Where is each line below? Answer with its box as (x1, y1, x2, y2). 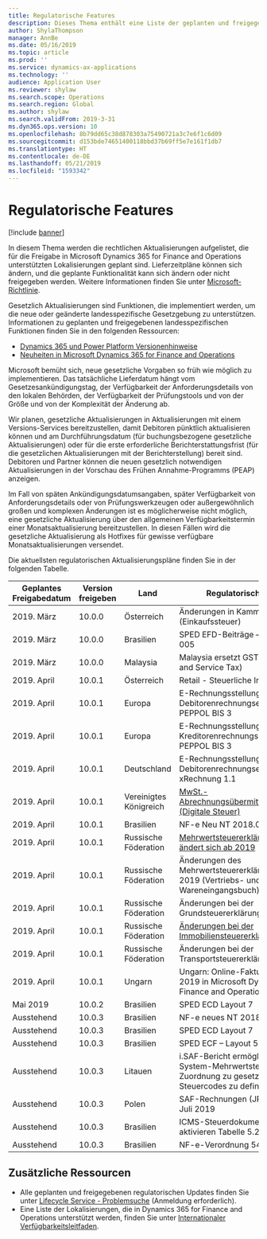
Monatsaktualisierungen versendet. (8, 540, 124, 549)
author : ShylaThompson (8, 26, 83, 34)
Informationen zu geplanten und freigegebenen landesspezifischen (8, 318, 229, 327)
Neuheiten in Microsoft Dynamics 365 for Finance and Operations (19, 349, 235, 359)
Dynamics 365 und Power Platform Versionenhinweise (19, 341, 198, 351)
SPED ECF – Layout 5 (179, 1038, 258, 1049)
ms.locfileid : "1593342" (8, 167, 91, 175)
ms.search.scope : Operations (8, 93, 105, 101)
